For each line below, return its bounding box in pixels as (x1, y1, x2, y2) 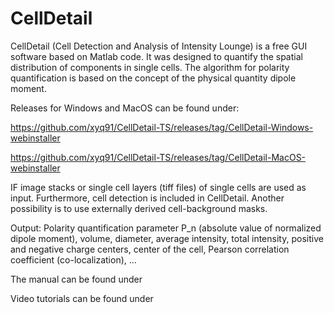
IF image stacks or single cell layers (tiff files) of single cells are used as (10, 181, 307, 193)
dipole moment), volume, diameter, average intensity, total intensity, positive (10, 232, 324, 244)
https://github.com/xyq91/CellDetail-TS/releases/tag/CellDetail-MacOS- (10, 151, 307, 163)
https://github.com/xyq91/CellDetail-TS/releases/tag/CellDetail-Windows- (10, 121, 314, 133)
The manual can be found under (10, 273, 143, 285)
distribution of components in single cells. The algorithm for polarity (10, 61, 290, 73)
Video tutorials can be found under (10, 292, 154, 304)
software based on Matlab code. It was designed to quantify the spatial (10, 50, 303, 62)
